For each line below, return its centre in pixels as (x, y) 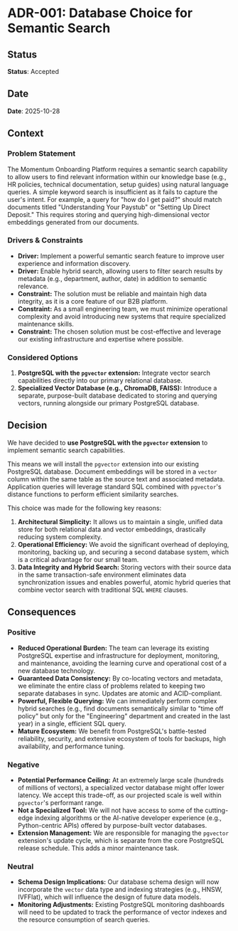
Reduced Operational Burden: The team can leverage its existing (113, 648)
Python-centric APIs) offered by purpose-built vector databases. (112, 825)
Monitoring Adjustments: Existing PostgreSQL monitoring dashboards (121, 905)
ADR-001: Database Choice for (100, 13)
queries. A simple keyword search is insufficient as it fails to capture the (113, 192)
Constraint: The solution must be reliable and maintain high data (112, 294)
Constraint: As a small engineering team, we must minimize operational (123, 309)
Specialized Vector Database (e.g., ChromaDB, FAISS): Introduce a (117, 388)
